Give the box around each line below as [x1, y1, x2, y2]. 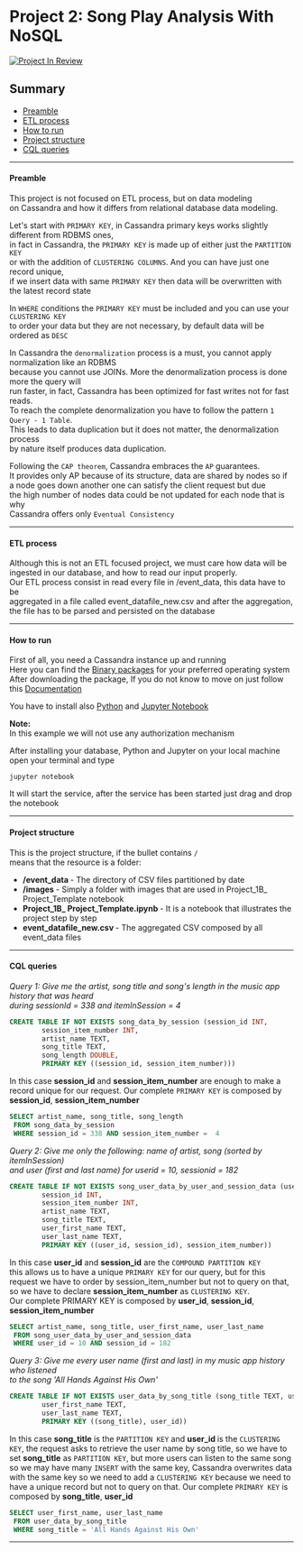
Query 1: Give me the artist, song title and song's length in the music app [9, 980, 280, 991]
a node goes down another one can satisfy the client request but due [9, 480, 266, 491]
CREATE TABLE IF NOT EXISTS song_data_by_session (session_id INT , [9, 1017, 269, 1026]
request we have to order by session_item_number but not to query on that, [9, 1276, 289, 1287]
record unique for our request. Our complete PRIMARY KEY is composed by [9, 1085, 282, 1097]
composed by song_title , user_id [9, 1491, 133, 1501]
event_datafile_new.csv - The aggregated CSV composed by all [22, 922, 263, 932]
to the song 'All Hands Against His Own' [9, 1374, 159, 1385]
